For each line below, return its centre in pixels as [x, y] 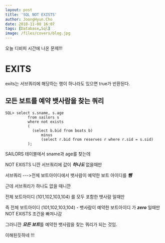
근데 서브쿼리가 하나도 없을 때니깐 [38, 186]
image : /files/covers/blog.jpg [38, 33]
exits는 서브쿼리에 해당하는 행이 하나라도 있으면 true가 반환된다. [68, 83]
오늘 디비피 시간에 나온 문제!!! [34, 48]
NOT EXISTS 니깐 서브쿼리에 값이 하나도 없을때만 [54, 164]
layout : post [19, 10]
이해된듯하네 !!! [20, 235]
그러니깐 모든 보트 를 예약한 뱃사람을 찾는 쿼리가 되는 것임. [61, 224]
